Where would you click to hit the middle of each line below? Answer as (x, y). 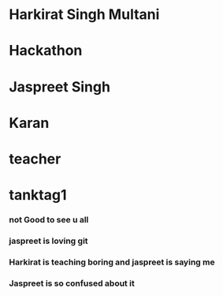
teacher (35, 159)
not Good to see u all (49, 220)
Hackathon (46, 51)
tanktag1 (38, 195)
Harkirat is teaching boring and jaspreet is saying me (112, 262)
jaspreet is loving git (49, 241)
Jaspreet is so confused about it (72, 283)
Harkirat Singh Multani (84, 15)
